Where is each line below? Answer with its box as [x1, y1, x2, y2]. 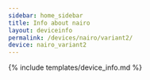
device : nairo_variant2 [8, 41, 87, 49]
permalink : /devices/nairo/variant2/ [8, 33, 133, 42]
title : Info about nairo [8, 19, 90, 27]
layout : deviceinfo [8, 26, 73, 34]
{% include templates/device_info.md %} [8, 63, 143, 72]
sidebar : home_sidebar [8, 11, 83, 20]
